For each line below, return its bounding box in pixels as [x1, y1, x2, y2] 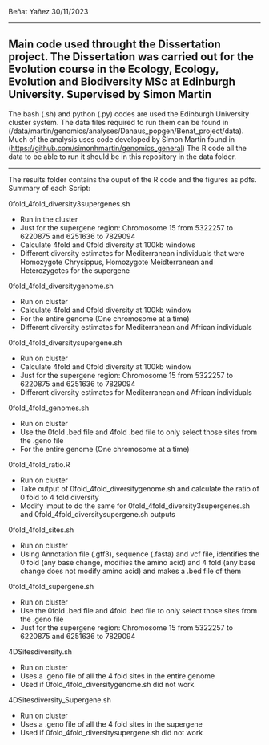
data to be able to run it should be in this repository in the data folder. [8, 152, 237, 161]
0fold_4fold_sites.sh [8, 525, 74, 535]
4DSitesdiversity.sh [8, 646, 73, 657]
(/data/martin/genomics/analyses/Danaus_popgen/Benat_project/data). [8, 126, 244, 136]
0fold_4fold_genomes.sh [8, 403, 90, 413]
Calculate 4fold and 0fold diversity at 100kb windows [19, 240, 196, 250]
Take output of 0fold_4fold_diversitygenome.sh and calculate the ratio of [19, 483, 260, 493]
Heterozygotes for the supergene [19, 265, 130, 275]
